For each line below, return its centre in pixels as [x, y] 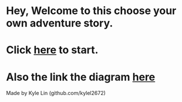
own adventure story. [60, 23]
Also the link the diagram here [81, 77]
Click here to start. [52, 50]
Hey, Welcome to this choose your [91, 11]
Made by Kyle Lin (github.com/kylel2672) [56, 93]
